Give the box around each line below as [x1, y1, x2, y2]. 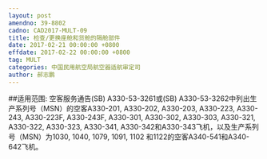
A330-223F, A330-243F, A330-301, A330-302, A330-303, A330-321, [25, 112, 256, 122]
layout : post [8, 11, 52, 20]
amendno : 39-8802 [8, 19, 66, 27]
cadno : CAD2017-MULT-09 [8, 26, 88, 34]
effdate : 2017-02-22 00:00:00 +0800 [8, 48, 130, 56]
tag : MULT [8, 56, 42, 64]
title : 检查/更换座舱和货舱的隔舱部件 [8, 33, 121, 42]
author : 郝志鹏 [8, 71, 55, 79]
